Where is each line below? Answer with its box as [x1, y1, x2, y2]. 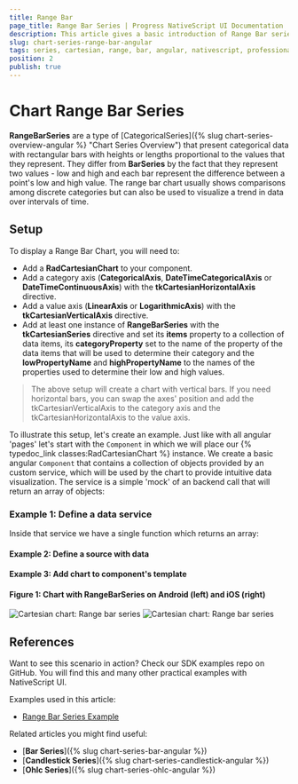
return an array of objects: [9, 486, 105, 496]
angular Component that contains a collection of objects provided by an [9, 457, 264, 468]
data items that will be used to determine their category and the [21, 347, 255, 358]
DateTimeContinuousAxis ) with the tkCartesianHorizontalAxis [21, 281, 256, 292]
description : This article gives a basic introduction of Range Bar [9, 29, 268, 38]
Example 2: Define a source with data [9, 548, 149, 559]
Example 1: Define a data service [9, 508, 153, 520]
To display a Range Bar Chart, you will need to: [9, 245, 180, 256]
